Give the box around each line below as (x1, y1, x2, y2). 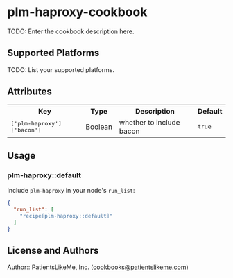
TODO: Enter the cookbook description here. (7, 27, 135, 35)
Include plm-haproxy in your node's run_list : (7, 186, 135, 195)
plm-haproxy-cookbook (7, 4, 148, 20)
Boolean (85, 122, 113, 132)
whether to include (119, 117, 180, 127)
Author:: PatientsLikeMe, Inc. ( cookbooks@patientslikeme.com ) (7, 263, 189, 271)
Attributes (7, 86, 52, 98)
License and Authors (7, 245, 99, 257)
